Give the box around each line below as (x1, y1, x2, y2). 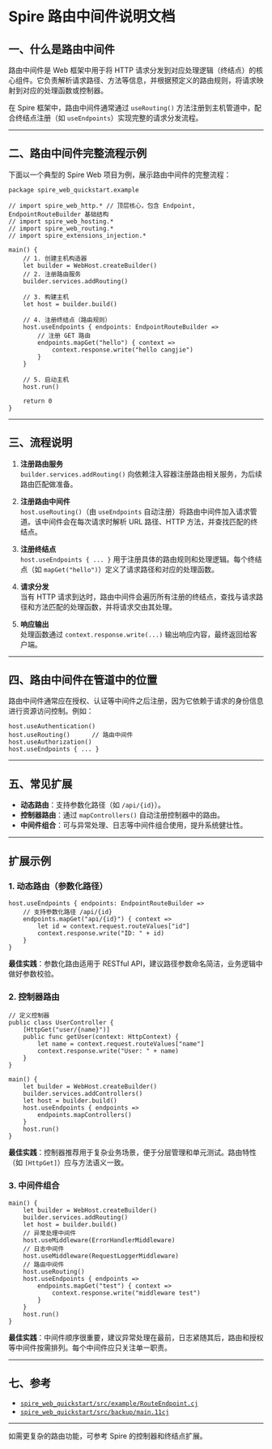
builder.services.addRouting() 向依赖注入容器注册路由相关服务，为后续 (19, 468, 263, 479)
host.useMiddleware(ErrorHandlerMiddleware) (23, 1236, 176, 1244)
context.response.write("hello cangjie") (51, 346, 194, 354)
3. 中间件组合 (8, 1180, 60, 1192)
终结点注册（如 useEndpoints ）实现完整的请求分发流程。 (15, 113, 203, 123)
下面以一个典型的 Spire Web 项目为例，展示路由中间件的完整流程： (8, 170, 232, 179)
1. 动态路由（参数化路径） (8, 880, 108, 891)
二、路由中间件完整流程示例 (8, 147, 147, 161)
